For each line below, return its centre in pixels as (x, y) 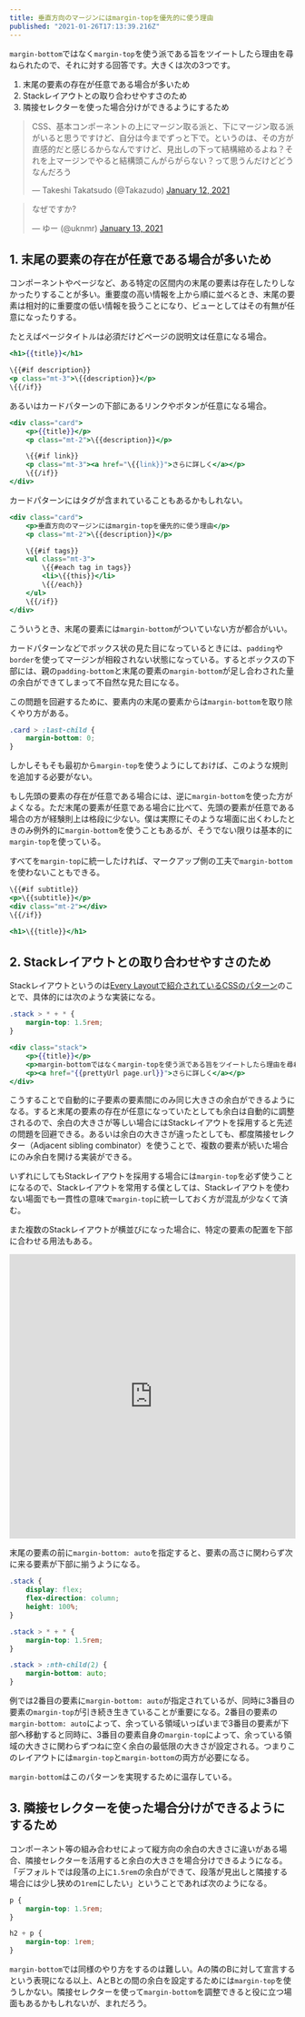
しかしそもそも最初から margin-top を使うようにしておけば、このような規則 (149, 765)
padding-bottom (86, 671)
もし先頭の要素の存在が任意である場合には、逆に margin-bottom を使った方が (151, 796)
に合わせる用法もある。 (53, 1241)
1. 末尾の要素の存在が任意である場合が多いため (141, 259)
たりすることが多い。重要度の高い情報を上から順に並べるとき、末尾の (156, 294)
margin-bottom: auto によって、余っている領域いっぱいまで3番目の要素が (145, 1723)
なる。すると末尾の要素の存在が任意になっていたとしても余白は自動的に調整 (152, 1111)
